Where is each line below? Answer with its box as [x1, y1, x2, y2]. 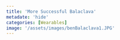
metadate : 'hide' [6, 14, 49, 20]
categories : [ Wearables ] [6, 19, 67, 25]
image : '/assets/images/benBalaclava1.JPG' [6, 25, 115, 31]
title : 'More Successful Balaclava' [6, 8, 96, 15]
